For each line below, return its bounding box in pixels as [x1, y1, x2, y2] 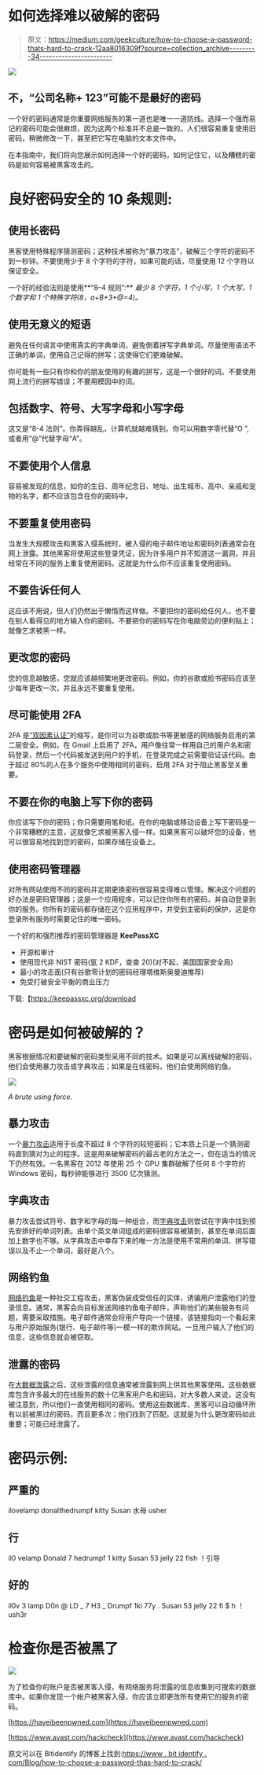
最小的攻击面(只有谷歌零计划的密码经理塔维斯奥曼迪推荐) [19, 968, 204, 977]
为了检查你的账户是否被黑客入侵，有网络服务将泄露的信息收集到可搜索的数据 [8, 1681, 256, 1691]
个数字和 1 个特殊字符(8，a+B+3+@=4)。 [8, 292, 143, 302]
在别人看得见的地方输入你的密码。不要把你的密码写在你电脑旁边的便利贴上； [8, 616, 256, 625]
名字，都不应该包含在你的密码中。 [21, 491, 132, 501]
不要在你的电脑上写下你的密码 [8, 795, 153, 808]
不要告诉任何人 [8, 583, 81, 597]
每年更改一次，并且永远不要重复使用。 [14, 683, 139, 693]
